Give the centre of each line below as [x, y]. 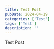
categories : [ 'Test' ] [27, 19]
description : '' [22, 28]
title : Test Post [23, 10]
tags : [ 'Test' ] [21, 24]
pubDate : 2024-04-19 [27, 14]
